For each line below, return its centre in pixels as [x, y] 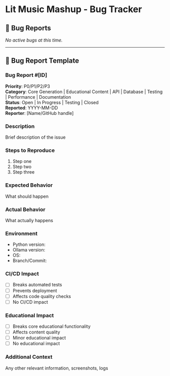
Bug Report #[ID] [26, 75]
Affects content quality [36, 332]
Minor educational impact [39, 338]
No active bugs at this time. [34, 40]
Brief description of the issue [35, 137]
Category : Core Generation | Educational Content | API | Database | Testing [84, 92]
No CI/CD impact [30, 302]
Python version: [29, 244]
